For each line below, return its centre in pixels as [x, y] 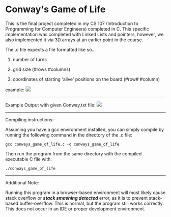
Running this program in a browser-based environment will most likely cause [85, 193]
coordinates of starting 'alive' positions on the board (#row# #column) [86, 79]
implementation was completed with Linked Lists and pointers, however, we [84, 34]
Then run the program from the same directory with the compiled [74, 153]
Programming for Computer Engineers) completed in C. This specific [77, 29]
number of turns [30, 59]
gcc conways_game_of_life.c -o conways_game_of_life [62, 144]
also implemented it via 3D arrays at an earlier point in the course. [74, 40]
